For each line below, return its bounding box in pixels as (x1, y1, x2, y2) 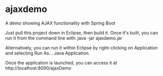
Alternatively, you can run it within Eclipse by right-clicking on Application (5, 44, 158, 50)
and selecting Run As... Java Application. (5, 50, 90, 56)
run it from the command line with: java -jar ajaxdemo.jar (5, 35, 122, 41)
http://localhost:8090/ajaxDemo (5, 65, 71, 71)
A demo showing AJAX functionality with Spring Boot (5, 20, 116, 26)
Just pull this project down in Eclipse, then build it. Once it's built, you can (5, 29, 158, 35)
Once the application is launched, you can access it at (5, 59, 117, 65)
